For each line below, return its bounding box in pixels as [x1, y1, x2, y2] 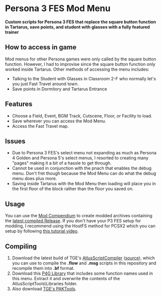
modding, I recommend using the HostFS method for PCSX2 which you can [5, 223, 156, 229]
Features [5, 100, 32, 108]
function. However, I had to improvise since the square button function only [5, 61, 156, 67]
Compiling [5, 242, 37, 251]
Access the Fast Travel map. [12, 123, 69, 129]
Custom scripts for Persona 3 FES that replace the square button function [5, 19, 156, 25]
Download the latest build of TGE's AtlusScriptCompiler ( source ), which [12, 255, 155, 261]
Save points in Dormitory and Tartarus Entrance [12, 86, 108, 92]
